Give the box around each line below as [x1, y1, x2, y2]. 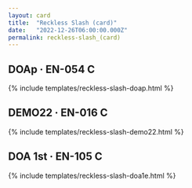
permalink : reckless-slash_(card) [8, 33, 121, 42]
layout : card [8, 11, 51, 20]
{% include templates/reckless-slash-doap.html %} [8, 83, 174, 93]
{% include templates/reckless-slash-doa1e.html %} [8, 171, 176, 180]
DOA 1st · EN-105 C [8, 150, 103, 164]
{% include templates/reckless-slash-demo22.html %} [8, 127, 184, 136]
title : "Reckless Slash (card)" [8, 19, 118, 27]
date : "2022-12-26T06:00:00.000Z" [8, 26, 128, 34]
